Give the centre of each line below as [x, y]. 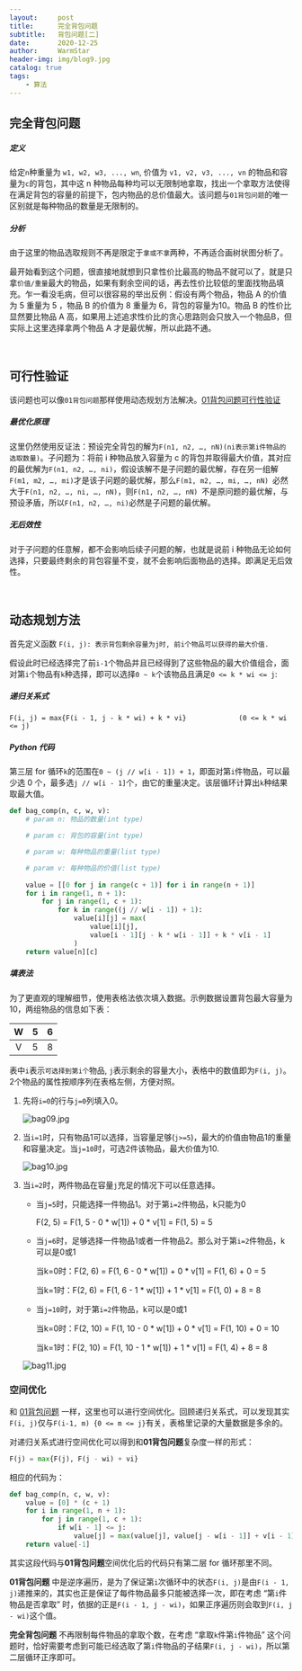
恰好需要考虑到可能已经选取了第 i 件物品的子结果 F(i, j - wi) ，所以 [158, 1646]
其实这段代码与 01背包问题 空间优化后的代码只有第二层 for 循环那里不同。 [143, 1562]
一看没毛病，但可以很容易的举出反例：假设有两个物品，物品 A [147, 294]
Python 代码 [32, 747]
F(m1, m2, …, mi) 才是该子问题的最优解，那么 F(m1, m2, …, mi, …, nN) [139, 480]
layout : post [42, 18]
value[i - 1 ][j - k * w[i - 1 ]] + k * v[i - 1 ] [180, 935]
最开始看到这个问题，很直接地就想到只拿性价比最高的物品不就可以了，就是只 [151, 272]
